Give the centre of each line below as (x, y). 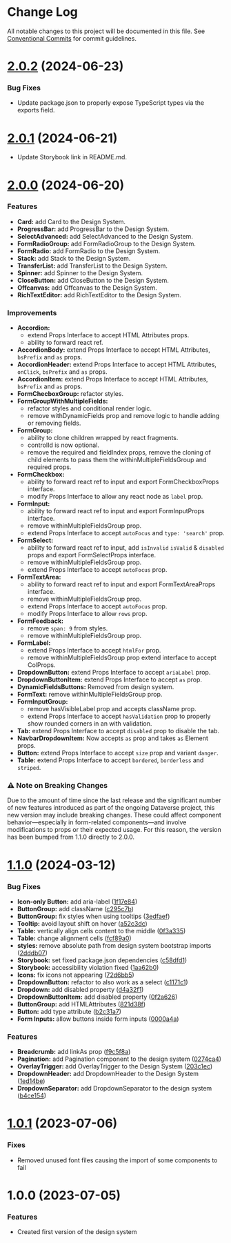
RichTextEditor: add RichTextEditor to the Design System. (99, 295)
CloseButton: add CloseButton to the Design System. (93, 280)
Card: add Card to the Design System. (71, 221)
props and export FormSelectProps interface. (92, 555)
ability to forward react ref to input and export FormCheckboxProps (123, 482)
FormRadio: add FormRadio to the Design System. (89, 251)
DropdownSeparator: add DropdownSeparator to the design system (114, 1088)
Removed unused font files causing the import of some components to (117, 1160)
